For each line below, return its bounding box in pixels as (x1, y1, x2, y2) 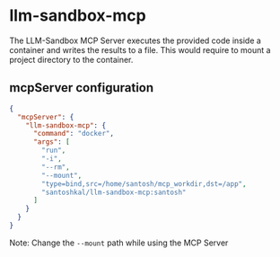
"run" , (41, 146, 66, 155)
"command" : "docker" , (32, 129, 115, 138)
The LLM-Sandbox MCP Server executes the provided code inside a (9, 35, 262, 46)
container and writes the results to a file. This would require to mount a (9, 44, 271, 55)
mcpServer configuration (9, 80, 154, 95)
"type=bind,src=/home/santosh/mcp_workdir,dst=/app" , (41, 179, 247, 189)
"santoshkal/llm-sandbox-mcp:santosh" (41, 188, 187, 197)
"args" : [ (32, 137, 70, 146)
